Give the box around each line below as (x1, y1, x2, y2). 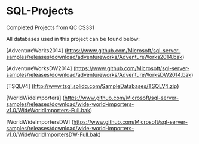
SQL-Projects (6, 4, 74, 18)
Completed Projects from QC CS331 (6, 24, 94, 31)
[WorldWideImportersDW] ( (6, 118, 74, 126)
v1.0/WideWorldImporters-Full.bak (6, 107, 91, 114)
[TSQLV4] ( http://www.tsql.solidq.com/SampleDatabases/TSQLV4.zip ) (6, 82, 179, 90)
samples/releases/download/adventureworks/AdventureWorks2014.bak (6, 53, 183, 60)
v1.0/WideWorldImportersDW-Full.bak (6, 131, 99, 138)
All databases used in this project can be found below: (6, 35, 140, 42)
